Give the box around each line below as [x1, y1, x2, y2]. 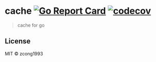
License [5, 37, 31, 46]
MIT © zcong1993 [5, 50, 43, 56]
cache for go [17, 22, 45, 28]
